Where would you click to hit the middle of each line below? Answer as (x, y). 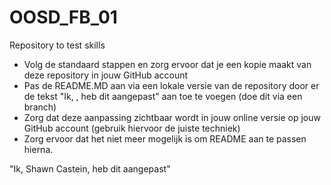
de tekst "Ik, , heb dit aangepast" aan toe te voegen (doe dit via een (163, 96)
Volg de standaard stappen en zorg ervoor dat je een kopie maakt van (167, 64)
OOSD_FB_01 (63, 17)
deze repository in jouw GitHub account (106, 75)
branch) (40, 107)
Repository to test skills (57, 45)
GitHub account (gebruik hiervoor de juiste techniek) (132, 128)
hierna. (38, 149)
